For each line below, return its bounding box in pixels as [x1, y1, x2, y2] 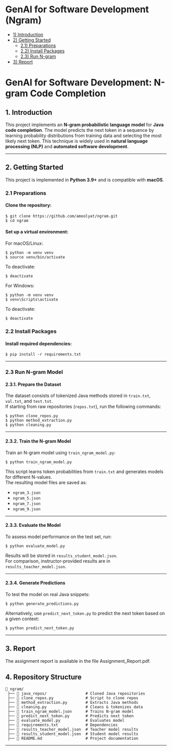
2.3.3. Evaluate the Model [5, 522, 61, 528]
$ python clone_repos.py [5, 413, 58, 419]
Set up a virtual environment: [5, 229, 69, 235]
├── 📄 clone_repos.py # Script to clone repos [7, 695, 139, 701]
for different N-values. [5, 473, 52, 480]
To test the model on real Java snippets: [5, 591, 90, 597]
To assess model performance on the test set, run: [5, 533, 112, 540]
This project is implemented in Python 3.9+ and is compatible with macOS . [5, 176, 164, 183]
